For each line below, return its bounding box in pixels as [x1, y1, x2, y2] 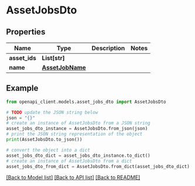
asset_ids [9, 54, 36, 62]
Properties [6, 27, 46, 37]
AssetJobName [42, 64, 86, 71]
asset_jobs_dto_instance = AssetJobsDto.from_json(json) [6, 126, 148, 132]
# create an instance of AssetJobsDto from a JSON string [6, 120, 150, 126]
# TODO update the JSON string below [6, 109, 98, 115]
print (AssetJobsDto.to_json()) [6, 137, 83, 143]
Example [6, 83, 39, 94]
